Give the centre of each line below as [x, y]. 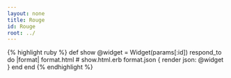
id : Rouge [22, 26]
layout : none [26, 13]
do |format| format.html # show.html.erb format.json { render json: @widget [115, 60]
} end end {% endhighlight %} [50, 67]
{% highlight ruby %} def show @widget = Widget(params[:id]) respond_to [114, 52]
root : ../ [22, 33]
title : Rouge [26, 20]
